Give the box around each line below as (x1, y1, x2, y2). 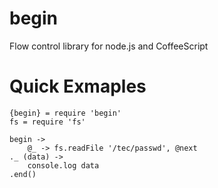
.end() (9, 169, 37, 179)
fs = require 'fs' (9, 117, 86, 127)
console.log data (27, 160, 100, 171)
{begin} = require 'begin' (9, 108, 122, 118)
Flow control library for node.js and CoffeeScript (9, 40, 209, 52)
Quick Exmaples (9, 75, 147, 98)
